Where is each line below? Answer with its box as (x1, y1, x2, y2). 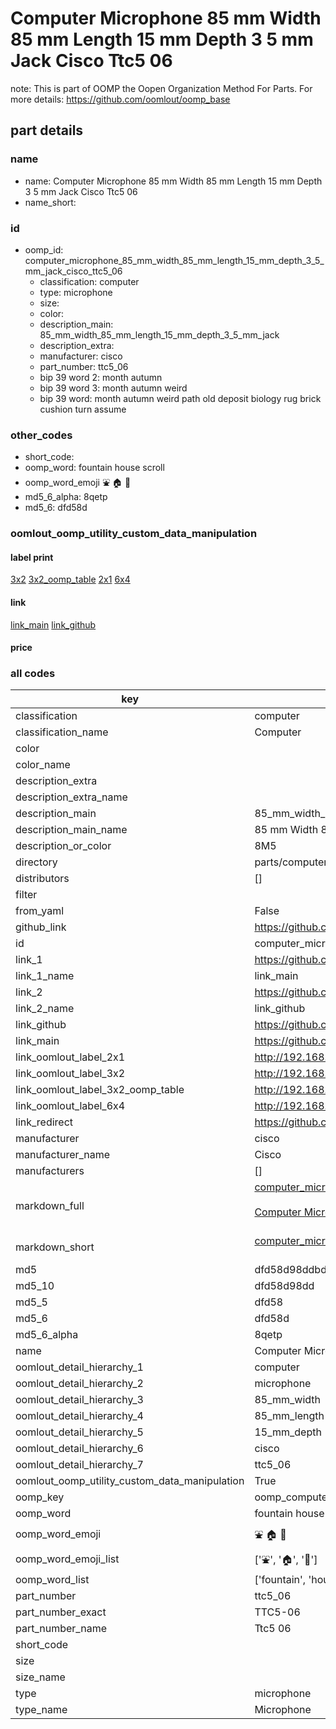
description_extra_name (15, 790, 128, 804)
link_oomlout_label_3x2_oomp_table (15, 1083, 185, 1097)
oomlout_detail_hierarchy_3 (15, 1393, 144, 1407)
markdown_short (15, 1240, 95, 1254)
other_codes (10, 428, 73, 442)
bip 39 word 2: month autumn (39, 371, 163, 383)
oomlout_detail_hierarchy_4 (15, 1409, 144, 1423)
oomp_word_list (15, 1573, 90, 1587)
